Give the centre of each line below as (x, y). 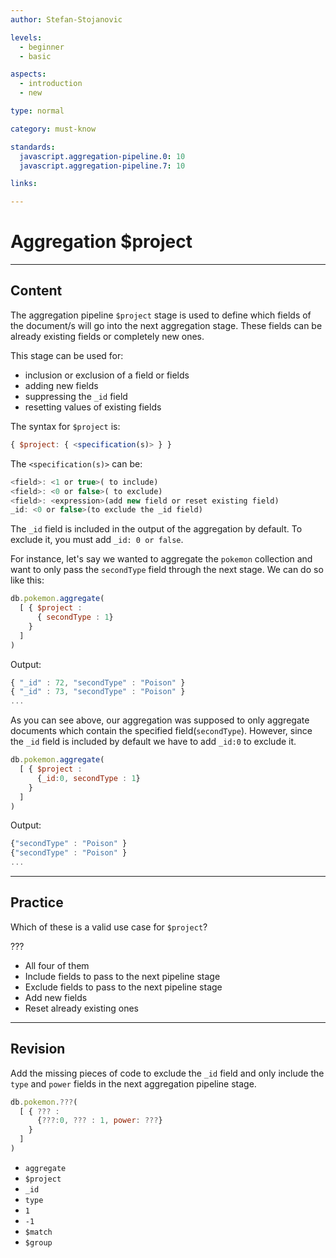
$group (38, 1242)
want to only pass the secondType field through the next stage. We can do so (167, 570)
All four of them (57, 965)
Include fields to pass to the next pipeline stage (122, 976)
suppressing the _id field (76, 396)
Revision (38, 1049)
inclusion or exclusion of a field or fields (107, 375)
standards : (33, 147)
